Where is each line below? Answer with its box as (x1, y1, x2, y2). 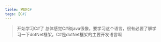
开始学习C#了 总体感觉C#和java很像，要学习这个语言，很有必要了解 (16, 25, 152, 31)
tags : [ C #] (5, 12, 27, 16)
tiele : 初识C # (5, 7, 32, 12)
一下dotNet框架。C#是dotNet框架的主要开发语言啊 (21, 31, 122, 37)
